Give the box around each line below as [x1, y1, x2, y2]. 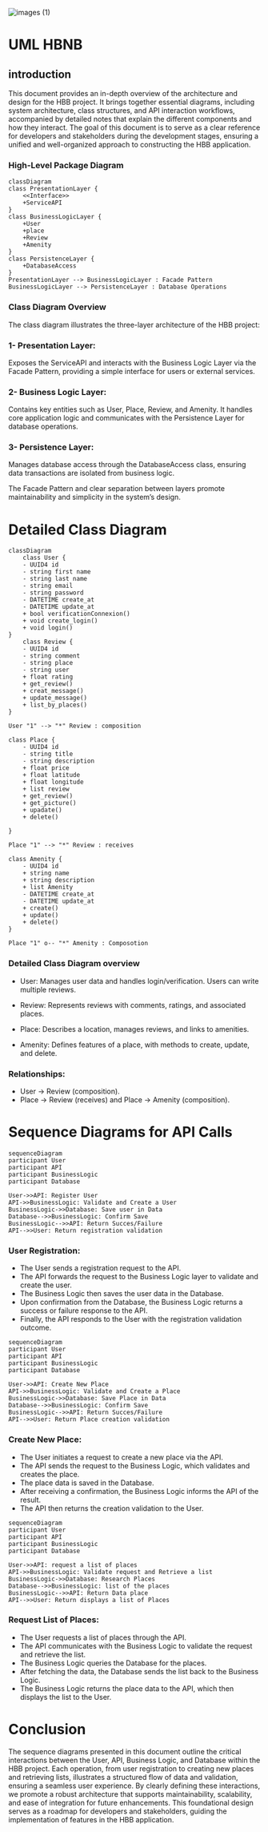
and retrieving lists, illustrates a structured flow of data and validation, [8, 1772, 238, 1782]
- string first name [22, 568, 91, 576]
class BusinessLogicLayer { [8, 213, 102, 221]
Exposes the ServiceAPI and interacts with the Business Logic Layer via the [8, 357, 257, 368]
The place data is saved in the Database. [19, 1478, 154, 1488]
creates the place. [19, 1469, 80, 1479]
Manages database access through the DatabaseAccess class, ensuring [8, 460, 246, 469]
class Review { [22, 638, 74, 646]
